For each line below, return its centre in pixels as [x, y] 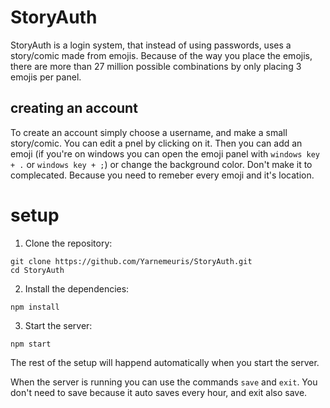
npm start [31, 344]
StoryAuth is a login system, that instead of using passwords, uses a [151, 45]
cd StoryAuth [37, 270]
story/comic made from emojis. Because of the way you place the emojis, [161, 55]
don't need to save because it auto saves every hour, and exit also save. [159, 392]
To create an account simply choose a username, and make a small [149, 132]
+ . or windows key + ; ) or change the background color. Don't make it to [161, 164]
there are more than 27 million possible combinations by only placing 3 [156, 66]
